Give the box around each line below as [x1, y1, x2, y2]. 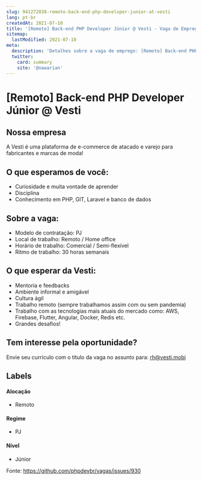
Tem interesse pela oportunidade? [6, 337, 138, 348]
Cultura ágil [14, 294, 44, 301]
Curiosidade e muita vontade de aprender [14, 183, 118, 190]
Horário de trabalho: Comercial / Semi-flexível [14, 242, 129, 249]
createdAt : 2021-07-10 [6, 20, 63, 26]
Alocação [6, 387, 31, 395]
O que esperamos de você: [6, 167, 109, 177]
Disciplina [14, 189, 40, 197]
